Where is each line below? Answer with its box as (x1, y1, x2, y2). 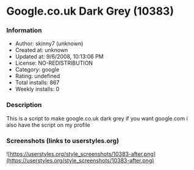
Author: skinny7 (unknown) (15, 40, 84, 47)
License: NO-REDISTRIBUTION (15, 59, 93, 67)
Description (6, 101, 42, 109)
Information (6, 26, 42, 35)
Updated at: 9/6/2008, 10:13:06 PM (15, 53, 104, 61)
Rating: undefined (15, 72, 60, 80)
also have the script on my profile (6, 121, 90, 128)
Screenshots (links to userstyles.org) (6, 136, 120, 145)
